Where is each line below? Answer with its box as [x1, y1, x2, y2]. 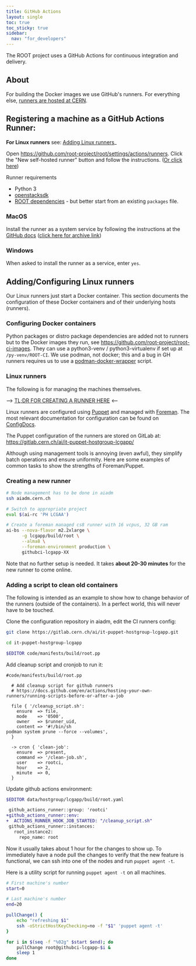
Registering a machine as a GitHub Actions [6, 114, 164, 124]
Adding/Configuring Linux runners [6, 277, 135, 287]
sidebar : [6, 30, 27, 36]
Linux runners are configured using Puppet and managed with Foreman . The [6, 408, 190, 415]
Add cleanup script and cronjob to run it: [6, 661, 103, 668]
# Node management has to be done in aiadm [6, 490, 114, 496]
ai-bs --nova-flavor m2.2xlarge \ [6, 528, 90, 533]
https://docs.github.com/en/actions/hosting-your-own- [16, 688, 153, 693]
